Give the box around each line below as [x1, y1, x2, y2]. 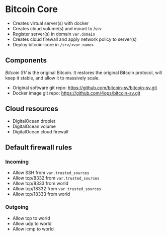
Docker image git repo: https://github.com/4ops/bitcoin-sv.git [12, 90, 141, 96]
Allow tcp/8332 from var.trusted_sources [12, 175, 100, 181]
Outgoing [5, 204, 29, 211]
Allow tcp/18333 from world [12, 191, 70, 197]
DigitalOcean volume [12, 123, 56, 129]
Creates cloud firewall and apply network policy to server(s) [12, 36, 137, 42]
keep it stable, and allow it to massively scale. [5, 74, 100, 81]
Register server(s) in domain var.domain [12, 31, 96, 37]
